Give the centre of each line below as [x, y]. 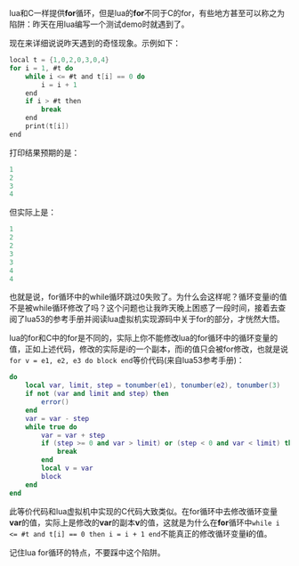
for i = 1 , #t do [41, 68]
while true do [51, 427]
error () [55, 402]
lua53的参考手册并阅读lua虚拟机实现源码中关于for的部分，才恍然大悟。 [154, 319]
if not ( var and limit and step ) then [97, 394]
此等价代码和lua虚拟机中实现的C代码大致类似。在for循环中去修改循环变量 [144, 511]
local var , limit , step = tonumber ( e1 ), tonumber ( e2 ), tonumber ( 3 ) [153, 385]
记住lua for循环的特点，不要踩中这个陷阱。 [87, 552]
